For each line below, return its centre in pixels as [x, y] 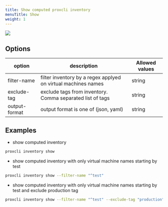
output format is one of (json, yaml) [82, 109]
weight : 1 [15, 19]
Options [18, 49]
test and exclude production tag [45, 190]
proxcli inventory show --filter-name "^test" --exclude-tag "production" [85, 199]
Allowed [146, 63]
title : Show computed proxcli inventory [48, 10]
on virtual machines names [72, 84]
